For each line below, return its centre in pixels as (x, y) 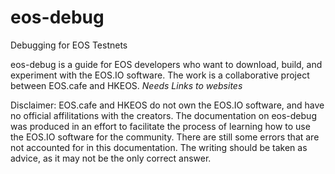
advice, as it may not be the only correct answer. (111, 158)
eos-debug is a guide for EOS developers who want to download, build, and (166, 64)
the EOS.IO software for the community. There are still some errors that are (165, 137)
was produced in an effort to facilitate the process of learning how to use (160, 126)
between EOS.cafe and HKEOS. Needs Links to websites (126, 85)
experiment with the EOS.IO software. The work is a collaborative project (160, 75)
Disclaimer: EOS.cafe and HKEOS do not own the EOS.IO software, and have (167, 105)
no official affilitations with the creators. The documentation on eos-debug (163, 115)
